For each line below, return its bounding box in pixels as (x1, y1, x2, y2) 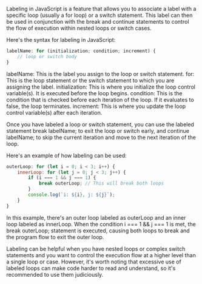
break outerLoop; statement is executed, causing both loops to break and (6, 227, 190, 234)
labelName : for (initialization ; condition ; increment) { (6, 48, 156, 54)
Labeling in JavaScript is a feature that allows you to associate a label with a (6, 5, 197, 12)
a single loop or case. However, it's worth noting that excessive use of (6, 258, 182, 265)
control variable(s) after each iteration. (6, 109, 103, 116)
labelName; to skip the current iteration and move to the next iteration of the (6, 134, 196, 141)
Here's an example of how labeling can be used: (6, 152, 127, 159)
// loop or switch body (17, 53, 78, 59)
